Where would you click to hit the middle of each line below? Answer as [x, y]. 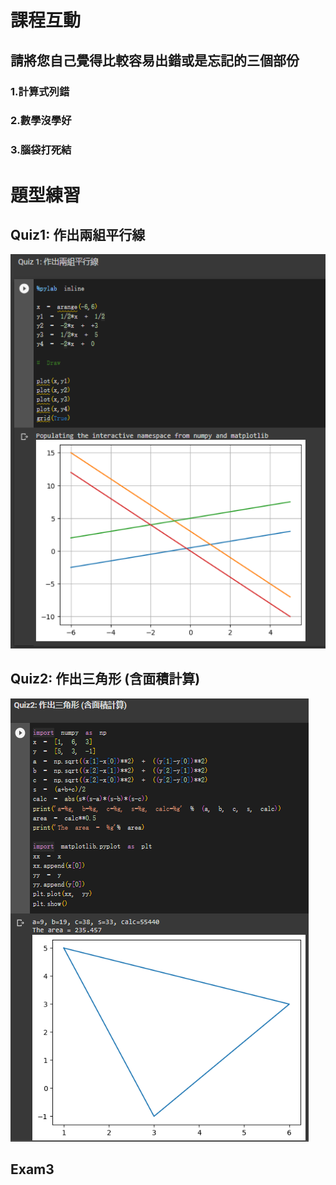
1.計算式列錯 [40, 91]
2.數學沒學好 [41, 121]
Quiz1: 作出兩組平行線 [78, 234]
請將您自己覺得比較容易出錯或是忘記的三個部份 [155, 60]
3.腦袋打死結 [41, 150]
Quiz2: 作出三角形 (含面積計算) [105, 679]
